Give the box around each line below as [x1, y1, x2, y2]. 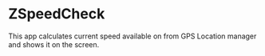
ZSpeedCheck [8, 5, 105, 23]
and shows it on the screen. [8, 39, 100, 49]
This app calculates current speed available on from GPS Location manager [8, 31, 257, 41]
